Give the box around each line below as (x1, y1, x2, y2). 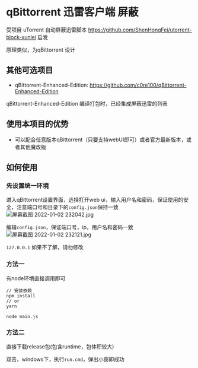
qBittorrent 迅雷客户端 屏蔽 (6, 5, 139, 19)
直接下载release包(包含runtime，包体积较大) (6, 342, 114, 350)
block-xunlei (6, 33, 37, 40)
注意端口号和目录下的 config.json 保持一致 (16, 204, 119, 211)
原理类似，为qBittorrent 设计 (6, 46, 76, 53)
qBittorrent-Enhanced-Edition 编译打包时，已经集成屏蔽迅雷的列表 (6, 100, 168, 107)
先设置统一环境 (6, 182, 49, 190)
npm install (6, 293, 36, 299)
